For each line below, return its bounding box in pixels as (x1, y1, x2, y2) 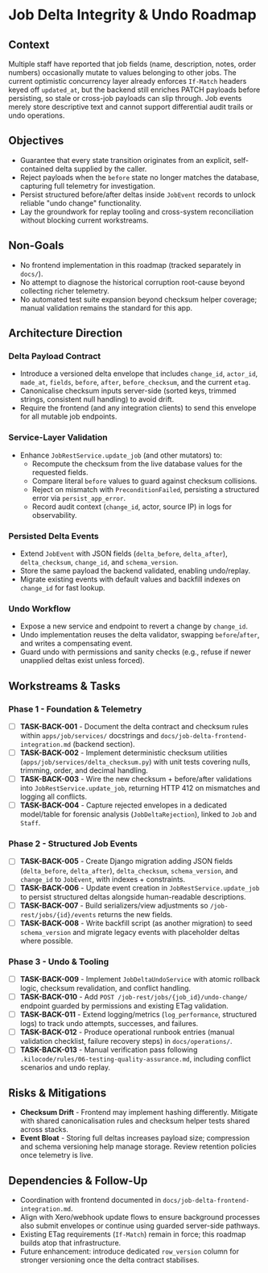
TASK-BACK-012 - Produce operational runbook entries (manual (19, 1027, 235, 1037)
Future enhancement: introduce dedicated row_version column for (19, 1246, 240, 1256)
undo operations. (8, 111, 65, 120)
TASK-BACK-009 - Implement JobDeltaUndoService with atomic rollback (19, 974, 260, 983)
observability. (31, 510, 78, 520)
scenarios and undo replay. (19, 1062, 111, 1072)
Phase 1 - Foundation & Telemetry (8, 703, 142, 715)
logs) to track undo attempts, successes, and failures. (19, 1019, 199, 1029)
